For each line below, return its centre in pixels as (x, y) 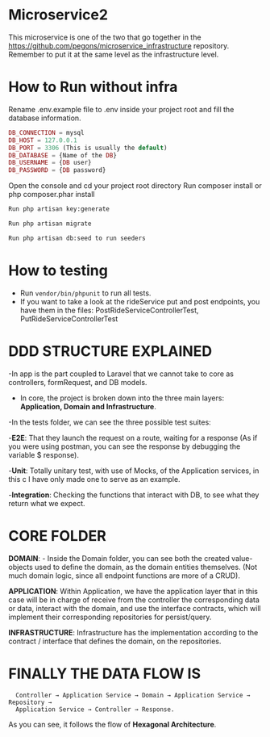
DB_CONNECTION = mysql (46, 132)
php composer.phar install (52, 195)
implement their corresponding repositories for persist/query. (110, 617)
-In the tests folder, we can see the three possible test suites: (110, 422)
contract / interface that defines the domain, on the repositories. (115, 641)
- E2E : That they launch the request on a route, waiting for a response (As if (133, 438)
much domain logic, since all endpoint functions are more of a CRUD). (124, 576)
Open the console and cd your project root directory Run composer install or (135, 186)
